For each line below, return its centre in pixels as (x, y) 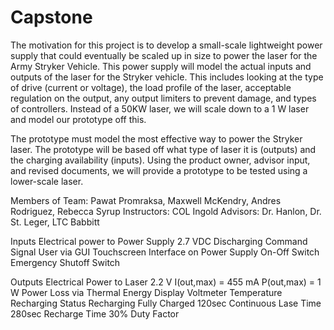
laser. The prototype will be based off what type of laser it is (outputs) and (163, 149)
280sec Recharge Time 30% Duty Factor (95, 313)
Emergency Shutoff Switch (65, 262)
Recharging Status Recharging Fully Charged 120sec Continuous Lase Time (166, 303)
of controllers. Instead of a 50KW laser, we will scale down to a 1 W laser (160, 108)
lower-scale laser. (47, 181)
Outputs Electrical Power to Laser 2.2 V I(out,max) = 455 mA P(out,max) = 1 (166, 282)
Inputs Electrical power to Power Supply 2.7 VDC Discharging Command (159, 241)
